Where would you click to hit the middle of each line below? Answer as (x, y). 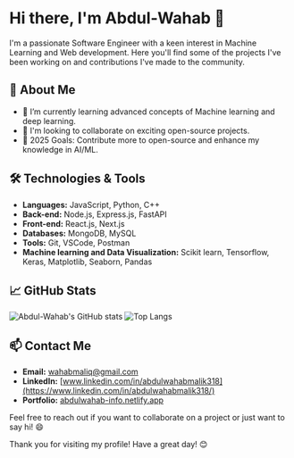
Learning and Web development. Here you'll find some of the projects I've (145, 52)
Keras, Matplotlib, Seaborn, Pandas (87, 262)
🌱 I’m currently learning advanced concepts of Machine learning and (148, 112)
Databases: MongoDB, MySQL (79, 233)
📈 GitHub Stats (53, 291)
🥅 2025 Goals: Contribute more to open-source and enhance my (141, 140)
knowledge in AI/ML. (60, 149)
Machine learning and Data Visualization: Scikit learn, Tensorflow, (146, 252)
